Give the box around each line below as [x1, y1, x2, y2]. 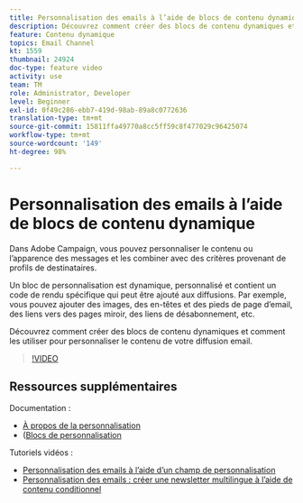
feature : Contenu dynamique [9, 30, 115, 39]
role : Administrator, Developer [9, 88, 131, 97]
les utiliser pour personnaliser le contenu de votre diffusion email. [9, 335, 253, 346]
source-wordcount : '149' [9, 139, 103, 148]
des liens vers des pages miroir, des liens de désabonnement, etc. [9, 308, 255, 319]
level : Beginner [9, 96, 70, 106]
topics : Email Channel [9, 38, 95, 48]
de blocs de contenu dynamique [9, 213, 255, 233]
